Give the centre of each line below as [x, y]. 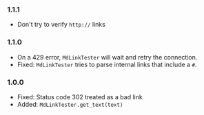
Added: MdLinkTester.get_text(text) [70, 104]
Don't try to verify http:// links [61, 25]
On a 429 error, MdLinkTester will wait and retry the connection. [107, 57]
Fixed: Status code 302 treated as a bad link [80, 97]
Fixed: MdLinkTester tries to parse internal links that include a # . [107, 64]
